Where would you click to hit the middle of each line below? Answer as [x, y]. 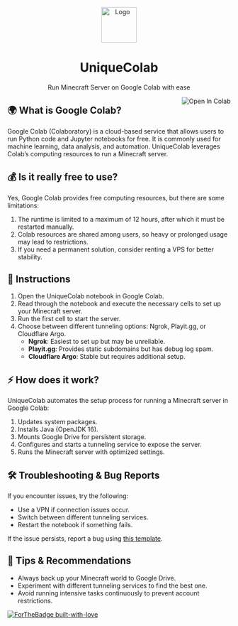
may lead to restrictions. [53, 242]
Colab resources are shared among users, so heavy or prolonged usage [123, 234]
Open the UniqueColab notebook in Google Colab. [91, 296]
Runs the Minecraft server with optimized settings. [91, 452]
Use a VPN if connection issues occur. [73, 509]
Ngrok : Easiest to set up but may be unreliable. [97, 342]
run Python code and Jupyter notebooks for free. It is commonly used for [114, 139]
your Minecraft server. [50, 311]
